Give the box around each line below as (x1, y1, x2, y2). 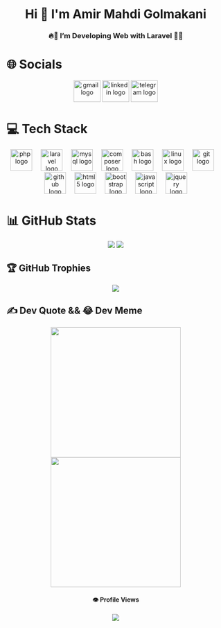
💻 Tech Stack (6, 121, 88, 137)
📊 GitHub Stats (6, 213, 97, 229)
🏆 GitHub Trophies (6, 263, 91, 274)
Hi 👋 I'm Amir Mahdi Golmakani (24, 6, 207, 22)
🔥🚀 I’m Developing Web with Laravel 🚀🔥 (48, 31, 184, 41)
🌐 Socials (6, 57, 63, 72)
